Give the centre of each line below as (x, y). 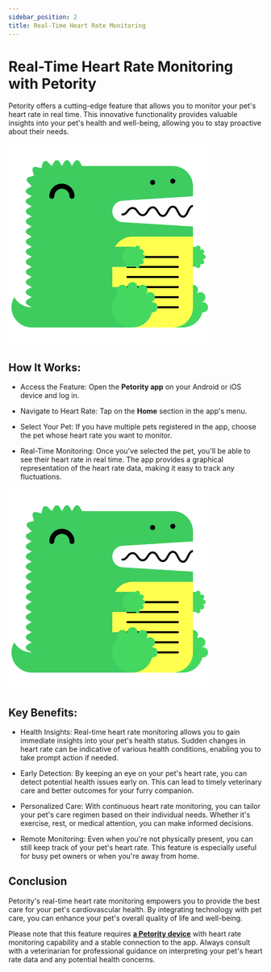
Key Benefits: (43, 712)
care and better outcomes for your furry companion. (107, 790)
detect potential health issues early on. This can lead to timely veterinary (141, 782)
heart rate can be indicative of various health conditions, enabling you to (140, 749)
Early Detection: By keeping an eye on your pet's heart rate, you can (133, 773)
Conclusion (38, 881)
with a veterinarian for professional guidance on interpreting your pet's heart (135, 951)
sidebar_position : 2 (43, 17)
